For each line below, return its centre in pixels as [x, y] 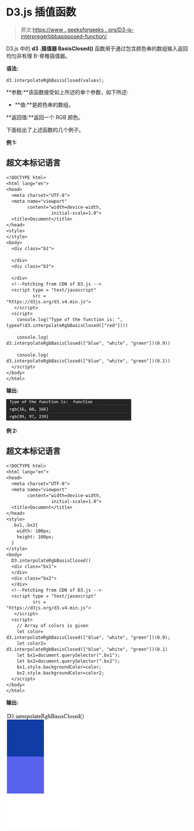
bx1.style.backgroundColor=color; [59, 667]
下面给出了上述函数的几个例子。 [45, 130]
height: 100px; [35, 537]
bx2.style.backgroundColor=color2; [61, 673]
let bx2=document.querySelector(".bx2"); [68, 661]
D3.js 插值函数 [41, 12]
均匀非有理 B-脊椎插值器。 [38, 56]
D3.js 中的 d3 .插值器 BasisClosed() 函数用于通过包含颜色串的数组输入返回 [97, 48]
